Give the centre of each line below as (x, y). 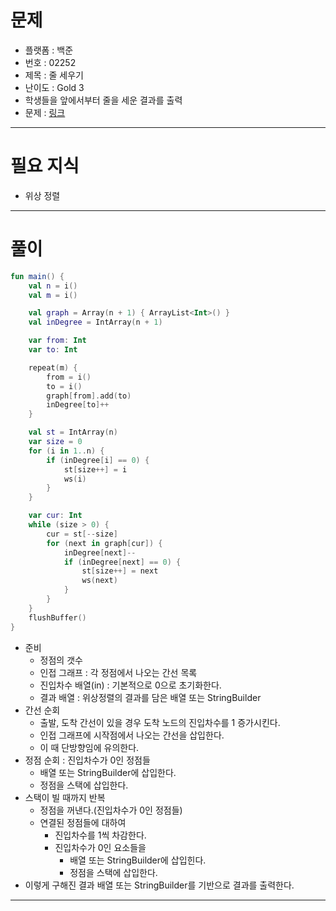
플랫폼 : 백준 (49, 50)
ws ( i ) (75, 479)
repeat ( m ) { (53, 367)
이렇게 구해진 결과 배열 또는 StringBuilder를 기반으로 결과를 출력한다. (159, 885)
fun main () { (37, 276)
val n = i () (53, 286)
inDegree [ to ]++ (78, 405)
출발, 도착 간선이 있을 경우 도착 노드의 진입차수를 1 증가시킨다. (160, 722)
